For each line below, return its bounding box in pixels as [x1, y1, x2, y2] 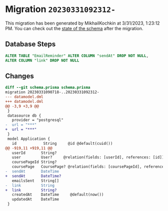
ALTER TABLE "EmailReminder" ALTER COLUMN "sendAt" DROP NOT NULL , [5, 53, 149, 58]
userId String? [11, 150, 57, 155]
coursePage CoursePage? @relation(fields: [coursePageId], [11, 164, 142, 169]
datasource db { [7, 113, 41, 118]
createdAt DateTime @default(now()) [11, 192, 104, 197]
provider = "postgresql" [11, 118, 64, 123]
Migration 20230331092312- [5, 4, 116, 15]
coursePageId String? [11, 159, 57, 165]
